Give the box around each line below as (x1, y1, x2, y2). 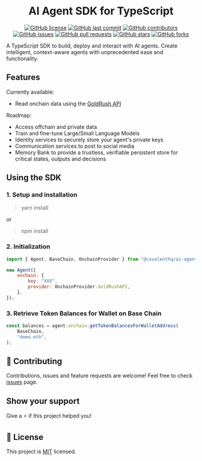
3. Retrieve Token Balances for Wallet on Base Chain (6, 309, 162, 317)
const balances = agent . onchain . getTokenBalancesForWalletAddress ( (6, 323, 179, 329)
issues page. (6, 379, 38, 386)
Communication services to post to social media (14, 142, 135, 150)
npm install (20, 227, 49, 235)
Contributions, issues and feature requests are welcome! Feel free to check (6, 372, 193, 379)
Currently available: (6, 88, 55, 96)
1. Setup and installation (6, 191, 78, 199)
